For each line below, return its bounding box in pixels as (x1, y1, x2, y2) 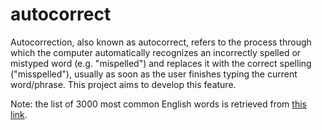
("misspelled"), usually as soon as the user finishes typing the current (10, 68, 298, 80)
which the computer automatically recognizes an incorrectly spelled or (10, 46, 302, 58)
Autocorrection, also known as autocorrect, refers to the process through (10, 36, 312, 48)
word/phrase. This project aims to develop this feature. (10, 78, 237, 90)
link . (10, 108, 28, 120)
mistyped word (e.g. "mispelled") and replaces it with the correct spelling (10, 57, 312, 69)
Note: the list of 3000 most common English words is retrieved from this (10, 98, 307, 110)
